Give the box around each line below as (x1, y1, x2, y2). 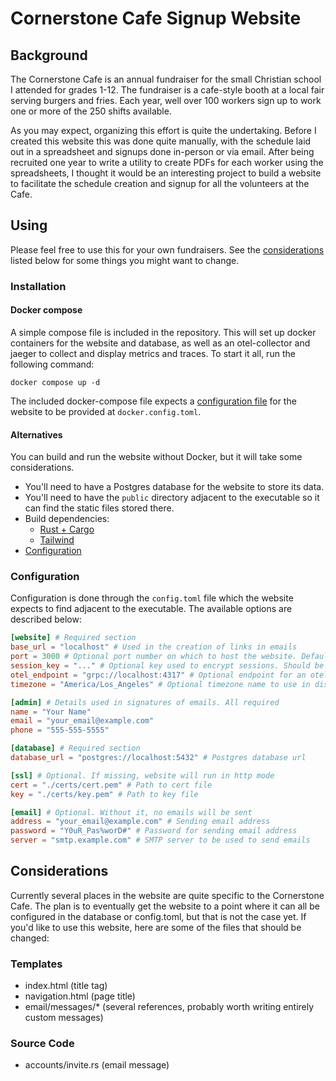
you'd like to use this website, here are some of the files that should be (10, 921, 302, 933)
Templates (10, 957, 63, 971)
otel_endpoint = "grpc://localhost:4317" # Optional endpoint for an (10, 670, 307, 680)
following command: (10, 358, 95, 370)
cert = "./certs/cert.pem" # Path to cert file (10, 780, 213, 790)
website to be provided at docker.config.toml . (10, 405, 202, 417)
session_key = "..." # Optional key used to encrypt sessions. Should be (10, 661, 325, 671)
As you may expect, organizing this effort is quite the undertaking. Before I (10, 125, 317, 136)
